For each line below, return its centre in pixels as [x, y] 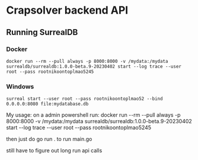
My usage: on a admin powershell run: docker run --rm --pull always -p [93, 115]
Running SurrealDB [42, 32]
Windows [20, 87]
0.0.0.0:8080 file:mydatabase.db [47, 104]
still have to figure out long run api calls [54, 151]
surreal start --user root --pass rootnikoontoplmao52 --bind [84, 99]
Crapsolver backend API [67, 10]
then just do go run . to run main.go [49, 139]
